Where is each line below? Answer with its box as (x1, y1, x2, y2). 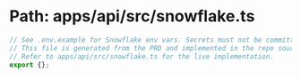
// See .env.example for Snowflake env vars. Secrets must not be (9, 35, 262, 44)
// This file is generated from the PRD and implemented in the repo (9, 43, 275, 52)
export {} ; (9, 60, 50, 69)
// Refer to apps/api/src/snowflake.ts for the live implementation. (9, 51, 275, 61)
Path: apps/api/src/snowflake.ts (9, 6, 255, 27)
